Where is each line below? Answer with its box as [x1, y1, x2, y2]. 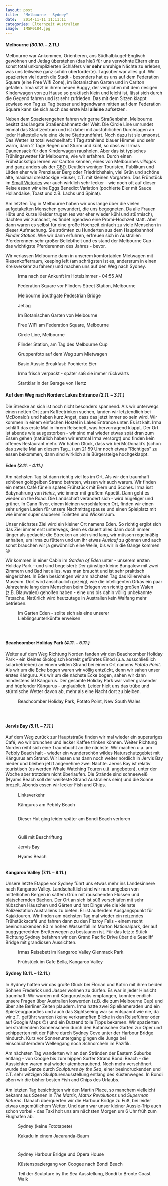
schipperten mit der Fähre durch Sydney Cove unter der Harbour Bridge [5, 1030, 154, 1036]
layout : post [5, 7, 33, 13]
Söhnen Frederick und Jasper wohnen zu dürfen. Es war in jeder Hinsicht [5, 987, 156, 993]
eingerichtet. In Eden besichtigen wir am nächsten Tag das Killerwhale [5, 573, 150, 579]
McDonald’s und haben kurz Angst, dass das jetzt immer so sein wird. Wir [5, 414, 157, 420]
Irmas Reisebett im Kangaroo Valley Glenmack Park [18, 949, 124, 955]
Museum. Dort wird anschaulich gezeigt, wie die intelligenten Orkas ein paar [5, 578, 163, 584]
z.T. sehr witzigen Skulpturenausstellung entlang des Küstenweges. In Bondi [5, 1071, 163, 1077]
